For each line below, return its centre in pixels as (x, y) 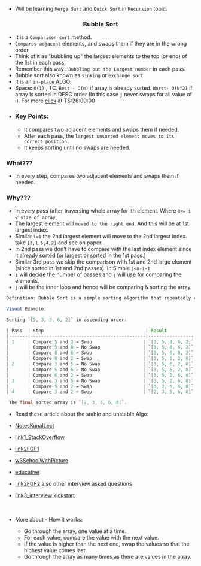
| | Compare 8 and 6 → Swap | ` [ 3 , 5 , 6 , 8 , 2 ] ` (100, 353)
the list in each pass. (40, 63)
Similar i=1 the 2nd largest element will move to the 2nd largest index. (101, 237)
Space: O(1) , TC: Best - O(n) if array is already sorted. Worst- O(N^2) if (103, 88)
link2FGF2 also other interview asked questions (74, 484)
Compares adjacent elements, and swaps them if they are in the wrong (101, 44)
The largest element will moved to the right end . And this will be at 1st (102, 223)
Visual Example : (26, 309)
